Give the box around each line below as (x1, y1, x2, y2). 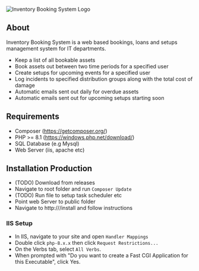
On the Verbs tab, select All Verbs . (14, 245, 102, 253)
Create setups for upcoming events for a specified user (14, 69, 150, 76)
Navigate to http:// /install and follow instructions (14, 204, 132, 212)
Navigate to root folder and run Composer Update (14, 185, 132, 193)
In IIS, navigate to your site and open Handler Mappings (14, 232, 149, 240)
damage (14, 81, 36, 89)
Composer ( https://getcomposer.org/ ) (14, 127, 108, 134)
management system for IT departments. (6, 45, 106, 52)
